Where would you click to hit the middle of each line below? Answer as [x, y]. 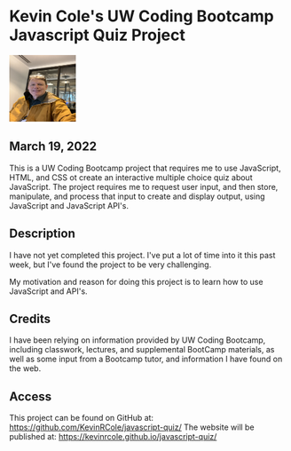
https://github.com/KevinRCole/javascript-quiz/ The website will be [132, 427]
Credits [30, 318]
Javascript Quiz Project [98, 35]
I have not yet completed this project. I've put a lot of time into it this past [142, 255]
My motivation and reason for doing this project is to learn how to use [136, 281]
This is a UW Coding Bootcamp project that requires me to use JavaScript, [145, 168]
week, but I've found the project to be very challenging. [110, 265]
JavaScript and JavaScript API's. [69, 205]
